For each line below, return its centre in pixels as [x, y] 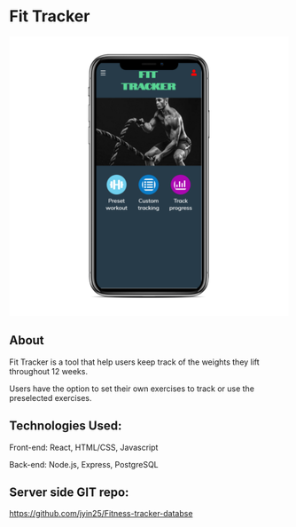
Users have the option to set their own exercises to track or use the [132, 389]
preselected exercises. [51, 397]
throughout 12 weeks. [49, 371]
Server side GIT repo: [69, 492]
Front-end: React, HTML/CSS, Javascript [84, 447]
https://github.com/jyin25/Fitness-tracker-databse [101, 514]
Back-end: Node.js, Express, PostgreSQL [84, 464]
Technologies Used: [66, 426]
